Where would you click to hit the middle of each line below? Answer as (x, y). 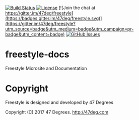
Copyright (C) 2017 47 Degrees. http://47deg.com (57, 112)
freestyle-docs (37, 54)
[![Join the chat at (77, 8)
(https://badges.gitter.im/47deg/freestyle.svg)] (54, 18)
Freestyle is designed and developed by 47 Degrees (59, 102)
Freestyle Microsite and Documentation (46, 68)
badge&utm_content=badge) (35, 34)
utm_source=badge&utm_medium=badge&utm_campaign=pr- (69, 29)
